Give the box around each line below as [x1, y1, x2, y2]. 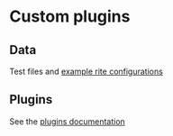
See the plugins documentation [9, 115, 126, 127]
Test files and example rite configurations [9, 66, 164, 77]
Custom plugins [9, 6, 131, 27]
